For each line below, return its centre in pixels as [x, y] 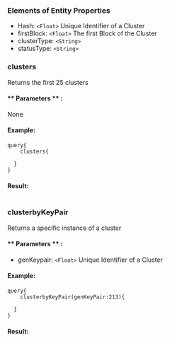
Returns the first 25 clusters [48, 82]
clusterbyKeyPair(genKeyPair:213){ [73, 297]
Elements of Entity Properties [59, 11]
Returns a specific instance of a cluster [64, 228]
